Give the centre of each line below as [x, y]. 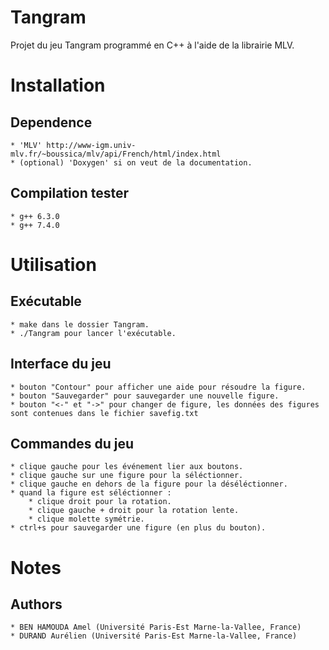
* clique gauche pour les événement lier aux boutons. [127, 467]
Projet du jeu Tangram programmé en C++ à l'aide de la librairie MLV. [152, 45]
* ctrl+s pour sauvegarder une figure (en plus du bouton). [138, 528]
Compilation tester [69, 193]
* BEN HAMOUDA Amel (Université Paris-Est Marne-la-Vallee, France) [156, 627]
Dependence [51, 122]
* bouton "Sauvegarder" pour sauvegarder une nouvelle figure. [145, 396]
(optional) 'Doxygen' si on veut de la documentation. [136, 162]
